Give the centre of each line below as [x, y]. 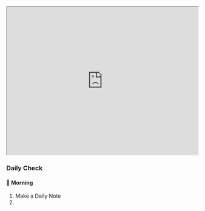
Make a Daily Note [38, 196]
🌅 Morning [20, 183]
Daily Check [25, 168]
